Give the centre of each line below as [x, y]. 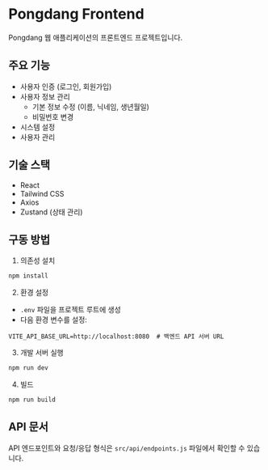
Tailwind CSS [42, 193]
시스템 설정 [38, 127]
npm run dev [28, 368]
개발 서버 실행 [42, 353]
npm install [28, 276]
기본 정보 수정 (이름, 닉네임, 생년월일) [90, 107]
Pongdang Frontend [76, 14]
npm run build [32, 400]
